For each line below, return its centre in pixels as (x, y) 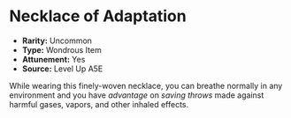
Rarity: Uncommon (57, 41)
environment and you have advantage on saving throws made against (137, 95)
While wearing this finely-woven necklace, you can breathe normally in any (146, 85)
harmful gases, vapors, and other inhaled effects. (99, 104)
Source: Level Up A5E (62, 69)
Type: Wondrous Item (61, 49)
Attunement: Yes (54, 59)
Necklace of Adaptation (98, 16)
